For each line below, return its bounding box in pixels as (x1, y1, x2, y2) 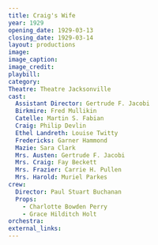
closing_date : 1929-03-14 (8, 33, 93, 42)
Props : (15, 195, 37, 203)
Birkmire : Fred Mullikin (15, 107, 97, 115)
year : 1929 (8, 19, 44, 27)
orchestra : (8, 217, 44, 225)
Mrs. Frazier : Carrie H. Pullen (15, 166, 122, 174)
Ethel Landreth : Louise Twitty (15, 129, 118, 137)
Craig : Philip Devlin (15, 122, 87, 130)
